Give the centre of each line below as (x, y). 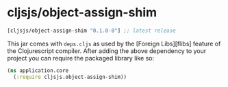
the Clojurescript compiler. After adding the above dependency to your (107, 51)
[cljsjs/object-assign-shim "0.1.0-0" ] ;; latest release (91, 31)
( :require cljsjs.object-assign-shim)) (70, 77)
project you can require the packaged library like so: (81, 58)
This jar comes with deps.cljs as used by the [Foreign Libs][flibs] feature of (114, 43)
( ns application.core (38, 70)
